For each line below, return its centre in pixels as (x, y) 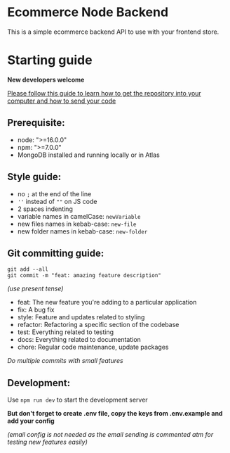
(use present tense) (35, 288)
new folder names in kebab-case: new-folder (82, 231)
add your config (31, 421)
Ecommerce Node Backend (88, 12)
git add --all (28, 269)
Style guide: (34, 177)
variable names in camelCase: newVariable (79, 216)
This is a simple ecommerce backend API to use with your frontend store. (113, 32)
